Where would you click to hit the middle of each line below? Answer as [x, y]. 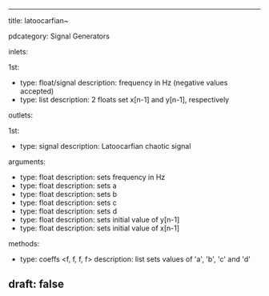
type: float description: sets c [68, 202]
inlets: [18, 52]
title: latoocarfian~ [39, 20]
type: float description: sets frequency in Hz [92, 177]
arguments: [27, 162]
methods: [24, 244]
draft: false [36, 284]
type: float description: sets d [68, 211]
